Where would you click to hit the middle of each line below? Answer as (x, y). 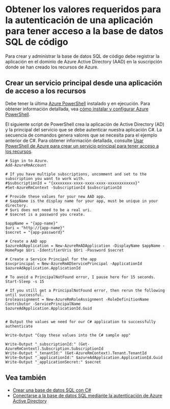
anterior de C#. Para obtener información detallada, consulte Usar (75, 140)
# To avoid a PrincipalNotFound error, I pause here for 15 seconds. (81, 277)
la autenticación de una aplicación (79, 20)
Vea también (26, 378)
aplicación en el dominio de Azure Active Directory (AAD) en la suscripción (84, 61)
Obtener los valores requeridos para (83, 9)
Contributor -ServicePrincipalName (43, 304)
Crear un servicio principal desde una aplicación (84, 83)
